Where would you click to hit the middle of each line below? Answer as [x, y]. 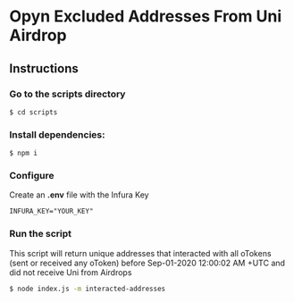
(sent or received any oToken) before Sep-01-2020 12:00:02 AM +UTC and [147, 263]
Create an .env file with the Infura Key [79, 195]
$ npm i [24, 154]
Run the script [41, 234]
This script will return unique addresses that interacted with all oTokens [140, 253]
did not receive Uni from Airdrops [71, 272]
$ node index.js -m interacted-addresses [88, 289]
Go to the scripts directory [67, 94]
